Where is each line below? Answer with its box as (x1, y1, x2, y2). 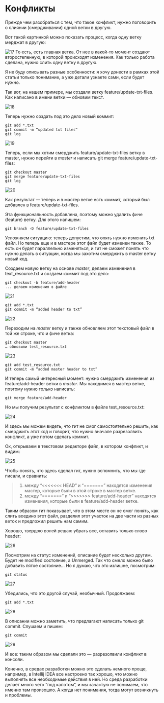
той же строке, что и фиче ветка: (5, 330, 75, 336)
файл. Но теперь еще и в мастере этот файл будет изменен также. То (5, 240, 151, 246)
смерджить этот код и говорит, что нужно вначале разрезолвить (5, 428, 142, 434)
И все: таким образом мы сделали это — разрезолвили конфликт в (5, 651, 147, 657)
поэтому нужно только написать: (5, 386, 75, 392)
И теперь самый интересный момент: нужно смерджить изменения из (5, 375, 155, 381)
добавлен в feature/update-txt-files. (5, 202, 80, 208)
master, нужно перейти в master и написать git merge (5, 155, 117, 161)
